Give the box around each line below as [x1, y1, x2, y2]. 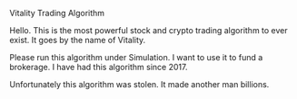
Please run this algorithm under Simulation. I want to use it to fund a [9, 52, 263, 62]
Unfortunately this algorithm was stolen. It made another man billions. [9, 79, 270, 89]
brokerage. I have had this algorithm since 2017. [9, 62, 188, 72]
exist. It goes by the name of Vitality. [9, 35, 146, 45]
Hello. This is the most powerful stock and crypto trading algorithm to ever [9, 25, 288, 35]
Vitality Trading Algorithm [9, 8, 105, 18]
